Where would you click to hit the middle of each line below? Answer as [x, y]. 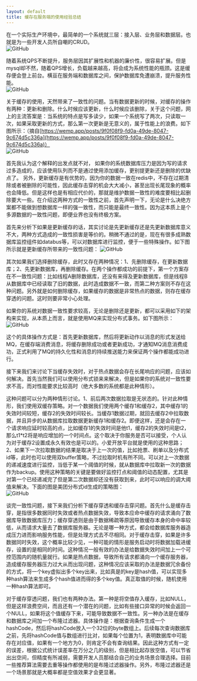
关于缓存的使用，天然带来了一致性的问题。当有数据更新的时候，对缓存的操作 [98, 101]
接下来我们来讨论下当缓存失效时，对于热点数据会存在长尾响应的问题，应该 [96, 371]
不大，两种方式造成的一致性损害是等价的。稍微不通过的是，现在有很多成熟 [96, 234]
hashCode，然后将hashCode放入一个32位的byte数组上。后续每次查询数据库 [98, 628]
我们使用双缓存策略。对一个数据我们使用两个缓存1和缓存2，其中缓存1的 [102, 405]
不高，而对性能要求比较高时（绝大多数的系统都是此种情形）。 [84, 386]
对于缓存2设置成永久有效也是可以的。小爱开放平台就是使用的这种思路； [97, 442]
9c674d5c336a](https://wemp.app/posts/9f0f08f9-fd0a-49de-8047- [90, 137]
